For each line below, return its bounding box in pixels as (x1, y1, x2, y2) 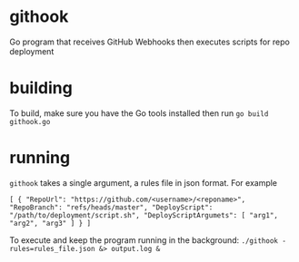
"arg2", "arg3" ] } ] (9, 218, 92, 228)
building (9, 78, 73, 99)
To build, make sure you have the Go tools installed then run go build (9, 107, 269, 119)
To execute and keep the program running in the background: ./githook (9, 234, 279, 246)
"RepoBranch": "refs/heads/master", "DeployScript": (9, 202, 214, 212)
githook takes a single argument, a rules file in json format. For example (9, 177, 278, 188)
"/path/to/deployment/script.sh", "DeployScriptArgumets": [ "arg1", (9, 210, 279, 219)
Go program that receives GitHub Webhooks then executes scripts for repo (9, 36, 291, 47)
